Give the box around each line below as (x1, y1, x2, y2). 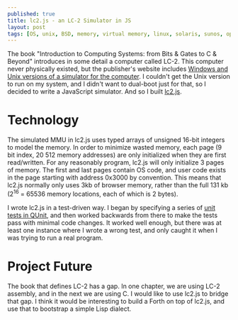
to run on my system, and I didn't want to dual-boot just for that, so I (7, 79, 207, 89)
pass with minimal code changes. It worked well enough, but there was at (7, 218, 222, 227)
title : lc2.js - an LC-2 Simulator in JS (7, 17, 132, 24)
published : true (7, 10, 55, 18)
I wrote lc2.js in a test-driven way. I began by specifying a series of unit (7, 203, 216, 211)
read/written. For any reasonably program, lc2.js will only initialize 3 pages (7, 158, 225, 167)
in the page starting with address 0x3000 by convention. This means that (7, 173, 222, 182)
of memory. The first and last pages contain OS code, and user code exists (7, 166, 227, 175)
